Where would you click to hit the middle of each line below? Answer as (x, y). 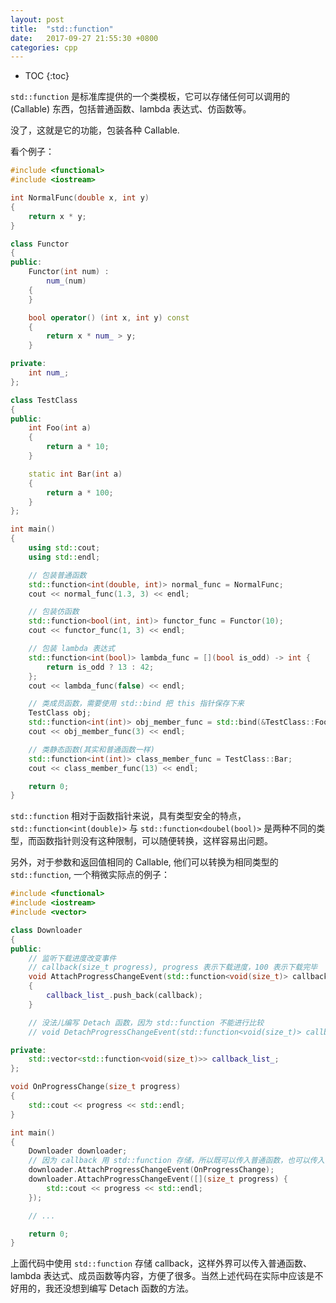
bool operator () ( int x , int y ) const (109, 317)
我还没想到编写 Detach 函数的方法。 (119, 1288)
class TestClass (44, 400)
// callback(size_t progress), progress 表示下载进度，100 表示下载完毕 (173, 967)
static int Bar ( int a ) (75, 474)
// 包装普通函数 (57, 575)
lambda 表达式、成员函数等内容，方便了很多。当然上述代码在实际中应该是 (162, 1276)
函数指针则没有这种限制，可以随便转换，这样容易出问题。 (154, 841)
